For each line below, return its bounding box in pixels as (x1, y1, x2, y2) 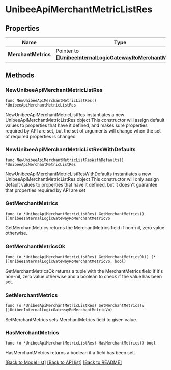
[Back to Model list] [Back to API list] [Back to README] (5, 359, 122, 365)
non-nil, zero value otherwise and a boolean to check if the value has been (5, 273, 162, 279)
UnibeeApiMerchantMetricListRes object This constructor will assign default (5, 117, 165, 123)
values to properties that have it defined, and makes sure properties (5, 122, 148, 128)
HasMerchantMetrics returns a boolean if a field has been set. (5, 350, 135, 356)
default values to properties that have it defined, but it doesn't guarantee (5, 181, 158, 188)
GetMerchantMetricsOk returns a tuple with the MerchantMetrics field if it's (5, 268, 163, 274)
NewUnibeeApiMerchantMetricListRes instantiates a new (5, 111, 125, 118)
